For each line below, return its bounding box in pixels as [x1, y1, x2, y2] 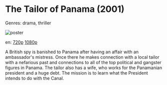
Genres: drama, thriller [5, 20, 51, 26]
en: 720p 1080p [5, 39, 37, 45]
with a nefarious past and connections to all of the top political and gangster [5, 59, 162, 65]
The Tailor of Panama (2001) [5, 3, 125, 15]
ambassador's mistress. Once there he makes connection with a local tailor [5, 54, 160, 60]
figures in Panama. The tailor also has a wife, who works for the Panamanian [5, 65, 163, 71]
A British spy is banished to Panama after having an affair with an [5, 49, 139, 55]
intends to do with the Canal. [5, 75, 64, 81]
